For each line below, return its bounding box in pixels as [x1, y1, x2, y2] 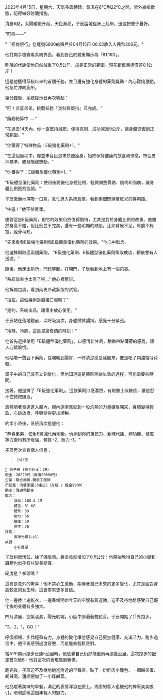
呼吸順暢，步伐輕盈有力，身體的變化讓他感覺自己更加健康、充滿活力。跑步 [5, 634, 154, 640]
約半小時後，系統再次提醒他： [5, 421, 65, 426]
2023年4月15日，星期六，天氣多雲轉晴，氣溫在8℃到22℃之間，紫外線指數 [5, 4, 155, 10]
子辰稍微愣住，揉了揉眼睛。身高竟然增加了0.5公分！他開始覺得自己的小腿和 [5, 554, 156, 560]
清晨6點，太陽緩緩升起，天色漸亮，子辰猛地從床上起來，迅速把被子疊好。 [5, 21, 152, 26]
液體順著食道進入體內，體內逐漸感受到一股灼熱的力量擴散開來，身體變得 [5, 404, 149, 410]
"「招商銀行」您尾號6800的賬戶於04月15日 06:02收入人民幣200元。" [5, 41, 144, 47]
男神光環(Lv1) [14, 534, 39, 539]
